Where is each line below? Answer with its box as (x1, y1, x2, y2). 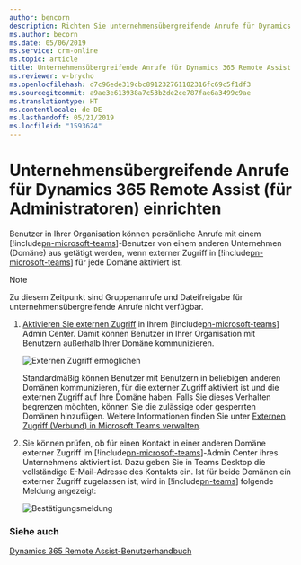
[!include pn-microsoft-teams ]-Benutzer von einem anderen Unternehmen (9, 237, 282, 248)
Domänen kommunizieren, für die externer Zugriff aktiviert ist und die (22, 382, 279, 393)
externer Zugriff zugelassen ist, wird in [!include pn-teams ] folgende (22, 475, 274, 486)
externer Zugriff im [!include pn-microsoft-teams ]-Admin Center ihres (22, 446, 279, 458)
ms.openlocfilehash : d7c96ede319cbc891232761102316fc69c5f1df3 (9, 80, 252, 89)
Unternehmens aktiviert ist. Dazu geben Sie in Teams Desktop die (22, 456, 266, 467)
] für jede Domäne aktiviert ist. (70, 257, 182, 268)
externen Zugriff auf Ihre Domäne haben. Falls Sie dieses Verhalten (22, 392, 271, 402)
